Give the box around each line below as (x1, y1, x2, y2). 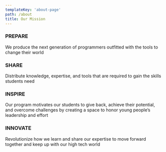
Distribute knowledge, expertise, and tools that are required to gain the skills (5, 73, 162, 79)
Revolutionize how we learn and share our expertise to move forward (5, 136, 147, 142)
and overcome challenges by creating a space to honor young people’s (5, 107, 151, 113)
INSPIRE (5, 90, 25, 97)
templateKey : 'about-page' (5, 7, 61, 12)
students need (5, 78, 35, 84)
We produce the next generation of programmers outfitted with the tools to (5, 44, 158, 50)
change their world (5, 49, 44, 55)
